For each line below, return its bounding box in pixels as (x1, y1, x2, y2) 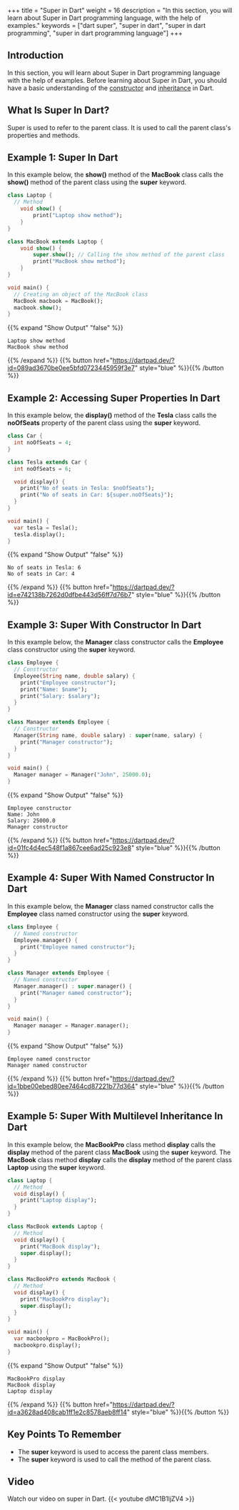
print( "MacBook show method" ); (33, 258, 126, 265)
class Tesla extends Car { (7, 459, 88, 466)
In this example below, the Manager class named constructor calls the (7, 901, 214, 910)
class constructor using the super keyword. (7, 646, 136, 654)
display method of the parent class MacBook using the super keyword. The (7, 1148, 231, 1156)
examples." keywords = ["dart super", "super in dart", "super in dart (7, 21, 206, 29)
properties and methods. (7, 131, 81, 139)
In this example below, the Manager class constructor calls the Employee (7, 638, 224, 646)
